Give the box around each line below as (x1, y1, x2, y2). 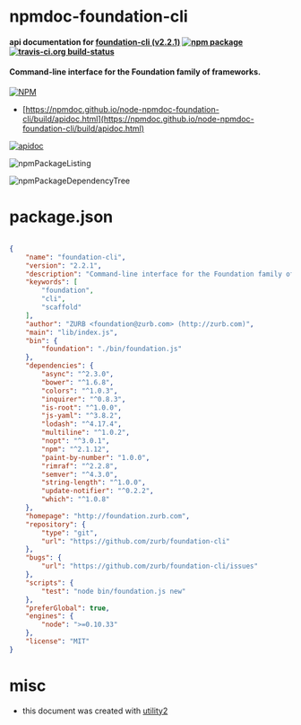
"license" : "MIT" (25, 637, 90, 646)
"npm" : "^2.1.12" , (41, 445, 110, 454)
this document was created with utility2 (21, 705, 168, 716)
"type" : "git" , (41, 528, 99, 537)
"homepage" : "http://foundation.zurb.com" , (25, 511, 191, 520)
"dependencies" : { (25, 361, 94, 370)
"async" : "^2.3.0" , (41, 370, 115, 379)
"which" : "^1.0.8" (41, 495, 110, 504)
